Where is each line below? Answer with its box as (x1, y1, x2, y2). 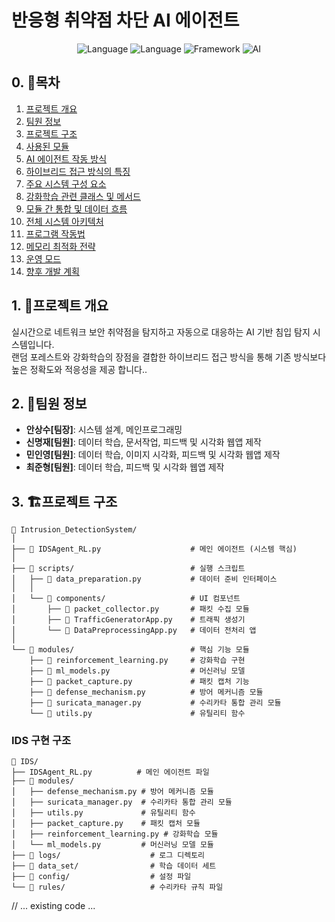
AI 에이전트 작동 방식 (25, 152, 108, 165)
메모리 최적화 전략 (25, 240, 96, 252)
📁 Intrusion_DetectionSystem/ (11, 525, 138, 535)
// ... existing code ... (11, 900, 96, 912)
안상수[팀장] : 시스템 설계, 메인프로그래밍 (25, 424, 183, 436)
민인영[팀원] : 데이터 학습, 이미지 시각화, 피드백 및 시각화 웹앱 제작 (25, 449, 281, 461)
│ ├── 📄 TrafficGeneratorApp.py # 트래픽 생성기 (11, 615, 246, 625)
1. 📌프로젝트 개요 (11, 297, 109, 315)
